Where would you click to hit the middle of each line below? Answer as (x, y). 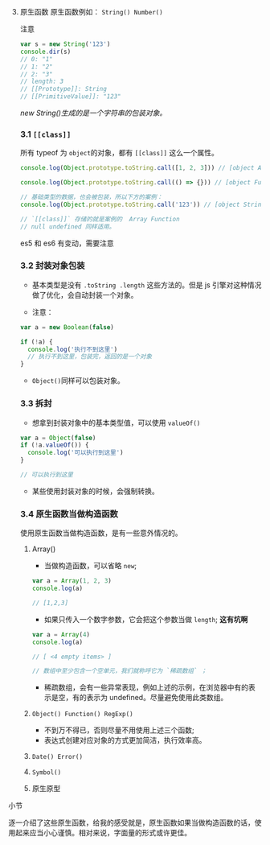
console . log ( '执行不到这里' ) (73, 349)
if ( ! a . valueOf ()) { (54, 445)
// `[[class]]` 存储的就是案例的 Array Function (100, 219)
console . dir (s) (45, 52)
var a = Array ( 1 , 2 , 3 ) (72, 581)
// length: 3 (42, 82)
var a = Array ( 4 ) (61, 634)
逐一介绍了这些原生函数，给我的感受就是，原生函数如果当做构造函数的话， (131, 822)
